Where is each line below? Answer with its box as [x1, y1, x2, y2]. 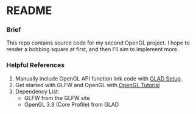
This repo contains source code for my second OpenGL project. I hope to [6, 39, 190, 46]
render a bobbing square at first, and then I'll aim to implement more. [6, 46, 179, 53]
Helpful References [6, 61, 65, 69]
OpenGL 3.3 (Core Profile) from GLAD [24, 101, 119, 108]
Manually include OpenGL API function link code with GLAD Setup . [15, 74, 183, 82]
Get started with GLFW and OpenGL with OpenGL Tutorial [15, 81, 160, 88]
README [6, 4, 52, 18]
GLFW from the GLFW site [24, 94, 90, 101]
